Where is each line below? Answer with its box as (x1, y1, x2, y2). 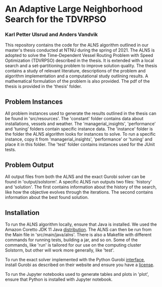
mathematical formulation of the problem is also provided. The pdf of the (5, 78, 150, 84)
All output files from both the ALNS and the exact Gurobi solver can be (5, 174, 146, 179)
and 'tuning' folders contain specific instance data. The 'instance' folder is (5, 126, 153, 132)
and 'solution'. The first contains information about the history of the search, (5, 184, 157, 190)
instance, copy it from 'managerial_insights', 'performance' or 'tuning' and (5, 136, 153, 142)
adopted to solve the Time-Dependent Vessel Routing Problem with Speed (5, 53, 153, 58)
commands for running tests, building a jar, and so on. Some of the (5, 237, 138, 243)
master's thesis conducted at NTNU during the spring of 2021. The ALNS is (5, 47, 155, 53)
